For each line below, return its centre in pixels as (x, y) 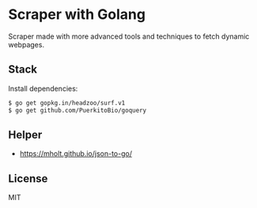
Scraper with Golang (77, 15)
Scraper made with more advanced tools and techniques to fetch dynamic (129, 36)
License (28, 178)
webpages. (26, 44)
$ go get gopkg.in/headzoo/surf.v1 (67, 103)
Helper (25, 134)
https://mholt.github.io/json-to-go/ (76, 154)
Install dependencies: (43, 88)
